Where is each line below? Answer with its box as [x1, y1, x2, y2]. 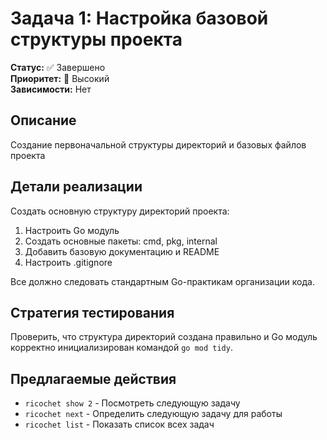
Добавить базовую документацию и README [24, 245, 220, 257]
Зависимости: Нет [10, 83, 92, 95]
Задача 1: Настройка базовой [10, 7, 269, 30]
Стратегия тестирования [10, 304, 175, 321]
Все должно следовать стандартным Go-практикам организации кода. [10, 275, 315, 287]
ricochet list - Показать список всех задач [24, 418, 215, 431]
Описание [10, 112, 77, 129]
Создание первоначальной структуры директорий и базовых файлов [10, 138, 307, 151]
